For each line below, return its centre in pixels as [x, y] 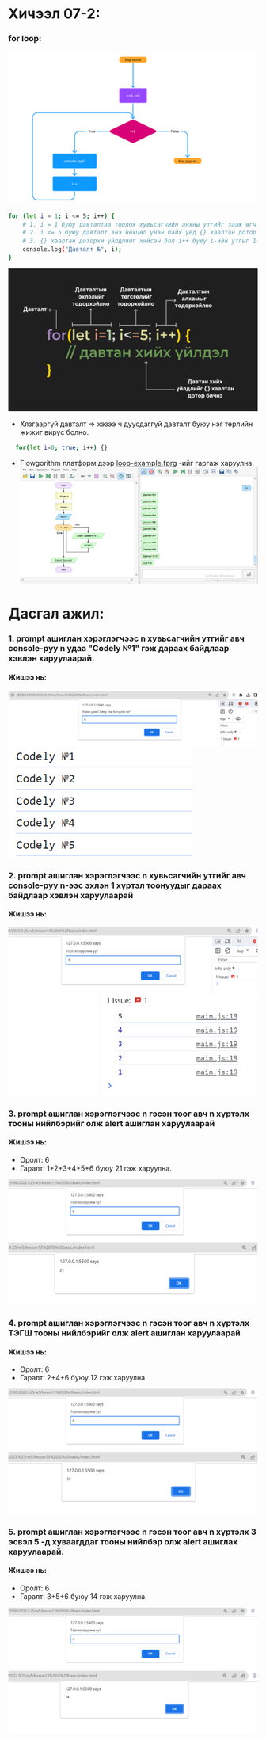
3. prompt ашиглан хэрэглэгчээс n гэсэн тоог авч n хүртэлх [129, 1114]
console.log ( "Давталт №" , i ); [72, 249]
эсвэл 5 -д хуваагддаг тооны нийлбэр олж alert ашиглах [123, 1541]
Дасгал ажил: [56, 613]
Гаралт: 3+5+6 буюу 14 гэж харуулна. [84, 1596]
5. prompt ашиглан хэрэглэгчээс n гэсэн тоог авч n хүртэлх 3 [132, 1532]
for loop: [25, 39]
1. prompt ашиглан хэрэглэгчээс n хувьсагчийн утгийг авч [127, 638]
